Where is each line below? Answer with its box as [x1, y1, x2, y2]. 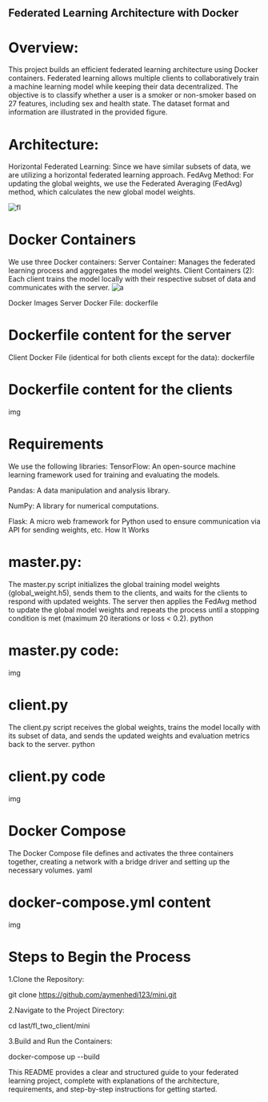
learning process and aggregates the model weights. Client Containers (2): [8, 266, 254, 275]
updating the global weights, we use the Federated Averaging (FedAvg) [8, 179, 242, 189]
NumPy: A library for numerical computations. [8, 501, 159, 511]
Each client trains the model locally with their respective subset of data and [8, 274, 256, 284]
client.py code [8, 768, 106, 786]
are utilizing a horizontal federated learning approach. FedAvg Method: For [8, 170, 254, 180]
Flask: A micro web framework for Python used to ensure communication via [8, 517, 262, 526]
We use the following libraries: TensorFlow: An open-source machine [8, 461, 236, 471]
